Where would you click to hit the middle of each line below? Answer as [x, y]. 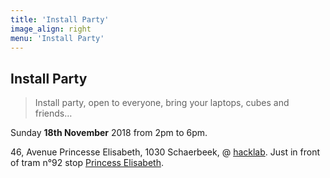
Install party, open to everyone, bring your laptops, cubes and [162, 103]
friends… [53, 113]
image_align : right [51, 29]
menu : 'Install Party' [57, 38]
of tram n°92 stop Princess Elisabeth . [87, 163]
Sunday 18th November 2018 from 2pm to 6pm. [109, 133]
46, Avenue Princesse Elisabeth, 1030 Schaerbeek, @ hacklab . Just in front [165, 152]
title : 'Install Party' [60, 19]
